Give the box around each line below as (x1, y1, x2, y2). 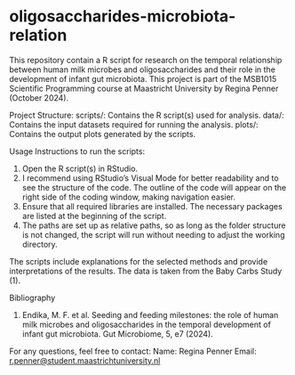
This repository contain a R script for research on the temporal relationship (9, 54, 283, 65)
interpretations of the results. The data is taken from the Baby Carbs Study (9, 265, 283, 276)
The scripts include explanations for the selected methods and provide (9, 256, 268, 266)
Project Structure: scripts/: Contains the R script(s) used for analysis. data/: (9, 110, 284, 120)
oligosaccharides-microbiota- (9, 6, 236, 27)
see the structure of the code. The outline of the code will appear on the (21, 182, 287, 192)
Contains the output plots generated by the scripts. (9, 128, 196, 139)
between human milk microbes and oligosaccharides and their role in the (9, 64, 275, 75)
